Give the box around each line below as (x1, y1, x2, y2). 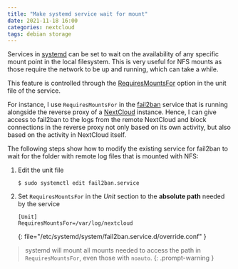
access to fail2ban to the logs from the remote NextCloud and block (7, 116, 207, 124)
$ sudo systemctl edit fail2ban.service (17, 180, 140, 187)
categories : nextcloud (7, 24, 75, 31)
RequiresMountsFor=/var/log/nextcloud (17, 220, 133, 227)
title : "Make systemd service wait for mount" (7, 10, 148, 18)
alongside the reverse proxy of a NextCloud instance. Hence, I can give (7, 108, 217, 116)
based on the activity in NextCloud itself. (7, 131, 127, 139)
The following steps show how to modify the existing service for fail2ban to (7, 144, 228, 153)
